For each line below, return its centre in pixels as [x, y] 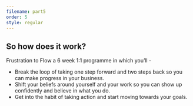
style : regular [25, 22]
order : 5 [17, 17]
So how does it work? [46, 46]
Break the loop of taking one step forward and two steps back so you [99, 72]
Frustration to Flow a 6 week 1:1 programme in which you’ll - [79, 61]
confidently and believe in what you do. [62, 91]
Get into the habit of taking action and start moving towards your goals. [101, 97]
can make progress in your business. [59, 78]
